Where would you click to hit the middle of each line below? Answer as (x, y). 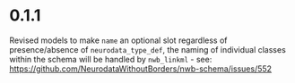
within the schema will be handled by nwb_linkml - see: (111, 59)
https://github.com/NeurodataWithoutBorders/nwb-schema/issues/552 (140, 69)
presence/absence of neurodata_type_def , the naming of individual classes (148, 49)
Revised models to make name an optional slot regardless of (118, 40)
